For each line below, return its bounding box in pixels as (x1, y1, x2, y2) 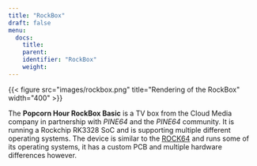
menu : (8, 26, 26, 34)
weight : (22, 63, 47, 71)
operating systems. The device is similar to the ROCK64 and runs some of (8, 134, 250, 143)
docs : (15, 33, 34, 42)
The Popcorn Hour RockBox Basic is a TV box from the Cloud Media (8, 108, 232, 118)
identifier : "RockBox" (22, 56, 97, 64)
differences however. (8, 150, 77, 160)
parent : (22, 48, 47, 56)
